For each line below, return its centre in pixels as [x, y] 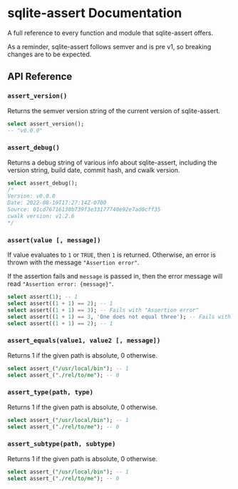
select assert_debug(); [43, 183]
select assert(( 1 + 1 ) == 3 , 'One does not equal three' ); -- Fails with [119, 316]
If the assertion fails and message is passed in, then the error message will [115, 277]
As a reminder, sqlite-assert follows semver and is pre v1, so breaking [109, 46]
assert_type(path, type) [51, 392]
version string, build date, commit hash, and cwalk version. [94, 170]
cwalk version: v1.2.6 [41, 216]
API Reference [40, 77]
